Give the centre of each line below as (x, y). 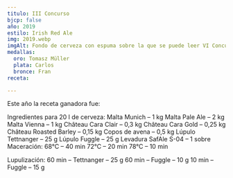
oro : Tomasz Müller (42, 59)
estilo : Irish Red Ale (40, 33)
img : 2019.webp (29, 39)
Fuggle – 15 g (26, 168)
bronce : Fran (32, 71)
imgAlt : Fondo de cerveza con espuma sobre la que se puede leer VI (108, 46)
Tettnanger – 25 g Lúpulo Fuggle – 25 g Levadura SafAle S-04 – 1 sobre (109, 139)
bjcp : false (24, 20)
